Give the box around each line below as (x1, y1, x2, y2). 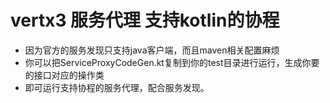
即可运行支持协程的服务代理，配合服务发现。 (24, 81, 210, 93)
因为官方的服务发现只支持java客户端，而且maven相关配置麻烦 (24, 44, 280, 56)
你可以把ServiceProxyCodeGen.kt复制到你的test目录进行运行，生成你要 (24, 56, 320, 68)
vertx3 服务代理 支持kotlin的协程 (10, 9, 280, 32)
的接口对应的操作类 (24, 69, 105, 81)
